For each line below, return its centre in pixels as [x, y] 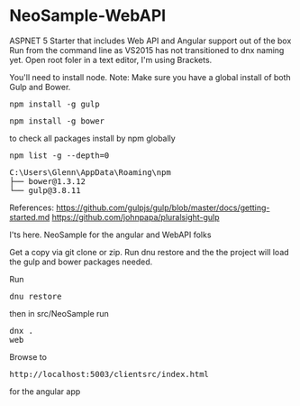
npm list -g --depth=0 [59, 155]
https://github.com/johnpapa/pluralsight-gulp [136, 217]
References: [32, 208]
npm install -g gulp [55, 104]
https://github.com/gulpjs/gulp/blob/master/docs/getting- [163, 208]
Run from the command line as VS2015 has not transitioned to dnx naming [147, 50]
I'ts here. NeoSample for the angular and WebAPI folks [110, 235]
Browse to [28, 356]
